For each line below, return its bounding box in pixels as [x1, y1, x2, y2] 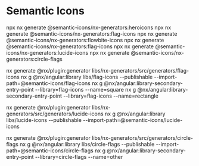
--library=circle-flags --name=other [35, 153, 123, 160]
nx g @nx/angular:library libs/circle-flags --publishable [20, 140, 155, 148]
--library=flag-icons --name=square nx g [35, 86, 136, 93]
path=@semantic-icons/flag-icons [6, 79, 91, 87]
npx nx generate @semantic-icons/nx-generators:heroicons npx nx [6, 24, 172, 31]
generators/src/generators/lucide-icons [6, 110, 104, 117]
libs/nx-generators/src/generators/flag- [92, 67, 189, 74]
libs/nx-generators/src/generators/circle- [92, 134, 194, 141]
